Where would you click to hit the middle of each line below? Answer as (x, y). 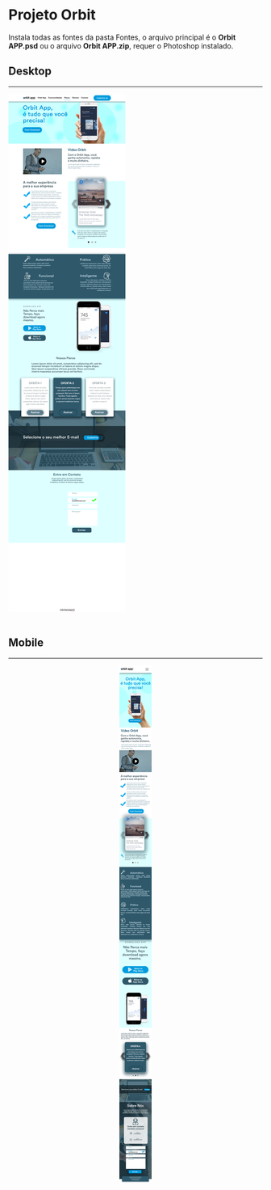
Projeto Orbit (52, 15)
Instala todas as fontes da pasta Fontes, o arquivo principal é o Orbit (122, 37)
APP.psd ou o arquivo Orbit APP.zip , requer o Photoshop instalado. (121, 45)
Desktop (30, 72)
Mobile (26, 643)
